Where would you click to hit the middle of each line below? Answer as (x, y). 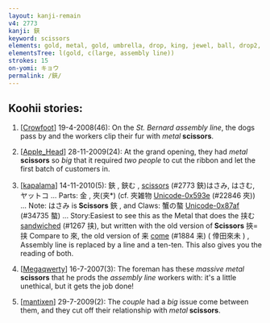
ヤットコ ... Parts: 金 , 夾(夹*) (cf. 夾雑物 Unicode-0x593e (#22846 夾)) (137, 196)
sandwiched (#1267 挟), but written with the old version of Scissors (132, 226)
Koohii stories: (46, 108)
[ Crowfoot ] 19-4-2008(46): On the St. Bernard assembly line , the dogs (137, 128)
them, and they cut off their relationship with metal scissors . (120, 310)
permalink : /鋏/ (35, 76)
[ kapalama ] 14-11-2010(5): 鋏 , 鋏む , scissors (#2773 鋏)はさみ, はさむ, (137, 185)
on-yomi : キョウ (34, 68)
